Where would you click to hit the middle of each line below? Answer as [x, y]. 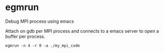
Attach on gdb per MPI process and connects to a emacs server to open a [82, 31]
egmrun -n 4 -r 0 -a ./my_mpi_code [43, 45]
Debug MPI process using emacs [40, 21]
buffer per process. [25, 36]
